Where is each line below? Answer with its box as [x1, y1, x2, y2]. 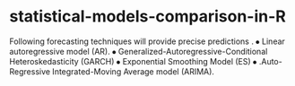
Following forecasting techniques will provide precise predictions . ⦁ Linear [9, 36, 285, 47]
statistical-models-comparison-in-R [9, 6, 287, 27]
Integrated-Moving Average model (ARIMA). [52, 65, 215, 77]
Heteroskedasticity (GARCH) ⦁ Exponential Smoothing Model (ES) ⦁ [9, 56, 257, 66]
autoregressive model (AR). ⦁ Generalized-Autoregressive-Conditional [9, 46, 268, 56]
